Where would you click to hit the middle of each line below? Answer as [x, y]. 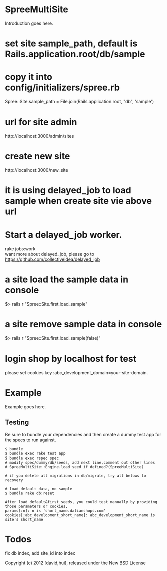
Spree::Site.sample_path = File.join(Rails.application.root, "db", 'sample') [80, 102]
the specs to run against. [31, 440]
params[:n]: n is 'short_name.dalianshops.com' [56, 511]
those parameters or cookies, [37, 506]
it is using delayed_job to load [68, 191]
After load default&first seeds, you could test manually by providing [81, 502]
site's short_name [24, 519]
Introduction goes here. [29, 23]
